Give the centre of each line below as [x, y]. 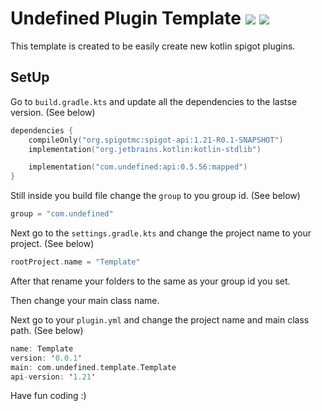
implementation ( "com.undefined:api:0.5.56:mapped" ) [138, 167]
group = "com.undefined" [62, 214]
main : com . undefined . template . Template [93, 367]
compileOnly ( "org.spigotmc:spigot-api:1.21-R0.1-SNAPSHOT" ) [156, 140]
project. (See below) [52, 243]
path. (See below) [47, 330]
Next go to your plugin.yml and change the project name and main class [160, 319]
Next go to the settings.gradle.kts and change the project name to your [161, 233]
